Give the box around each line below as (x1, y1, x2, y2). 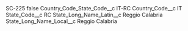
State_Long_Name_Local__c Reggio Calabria (5, 18, 117, 25)
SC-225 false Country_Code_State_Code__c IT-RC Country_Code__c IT (5, 5, 183, 12)
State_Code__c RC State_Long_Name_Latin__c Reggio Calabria (5, 11, 163, 18)
